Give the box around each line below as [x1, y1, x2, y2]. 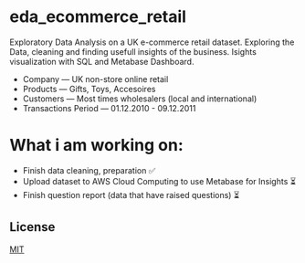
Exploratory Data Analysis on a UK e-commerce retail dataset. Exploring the [9, 37, 295, 47]
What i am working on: [9, 135, 184, 156]
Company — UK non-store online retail [22, 73, 169, 84]
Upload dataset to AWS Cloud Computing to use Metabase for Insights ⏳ [22, 175, 297, 186]
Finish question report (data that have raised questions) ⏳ [22, 189, 240, 200]
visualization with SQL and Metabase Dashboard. [9, 56, 195, 67]
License [9, 219, 56, 235]
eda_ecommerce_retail [9, 6, 187, 27]
